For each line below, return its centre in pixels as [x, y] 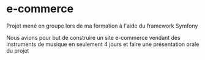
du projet [18, 50]
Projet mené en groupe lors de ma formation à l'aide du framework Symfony [102, 26]
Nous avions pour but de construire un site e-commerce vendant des [93, 37]
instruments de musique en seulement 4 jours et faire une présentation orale [103, 44]
